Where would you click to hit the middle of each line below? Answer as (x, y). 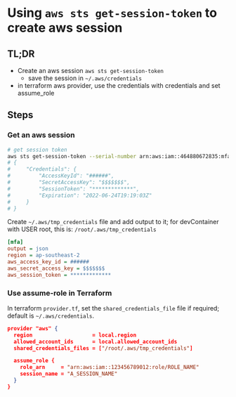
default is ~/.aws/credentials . (51, 315)
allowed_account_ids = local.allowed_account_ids (96, 341)
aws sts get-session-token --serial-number (72, 156)
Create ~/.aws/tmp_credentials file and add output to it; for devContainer (113, 222)
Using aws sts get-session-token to (112, 13)
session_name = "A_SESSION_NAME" (69, 374)
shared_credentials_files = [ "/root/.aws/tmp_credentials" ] (103, 348)
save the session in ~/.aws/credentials (85, 78)
